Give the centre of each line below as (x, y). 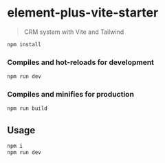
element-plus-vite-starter (83, 13)
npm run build (27, 108)
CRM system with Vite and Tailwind (74, 32)
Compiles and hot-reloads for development (81, 62)
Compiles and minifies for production (70, 94)
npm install (24, 44)
